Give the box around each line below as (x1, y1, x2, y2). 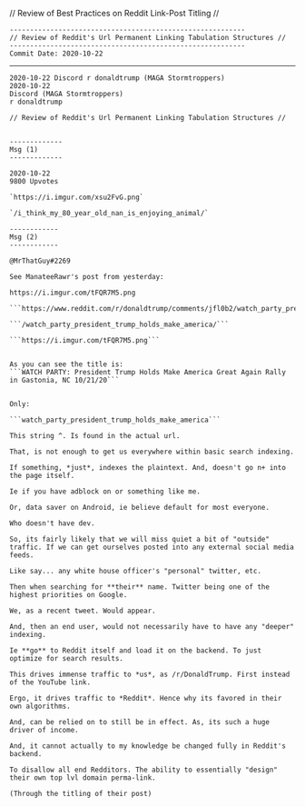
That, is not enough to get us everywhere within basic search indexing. (9, 447, 295, 456)
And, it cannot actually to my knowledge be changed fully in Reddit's (9, 742, 286, 751)
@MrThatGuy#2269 (9, 256, 71, 265)
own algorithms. (9, 702, 71, 711)
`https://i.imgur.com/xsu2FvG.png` (9, 193, 144, 202)
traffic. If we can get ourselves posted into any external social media (9, 543, 295, 552)
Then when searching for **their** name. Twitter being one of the (9, 583, 271, 592)
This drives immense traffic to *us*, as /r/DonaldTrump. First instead (9, 670, 290, 679)
